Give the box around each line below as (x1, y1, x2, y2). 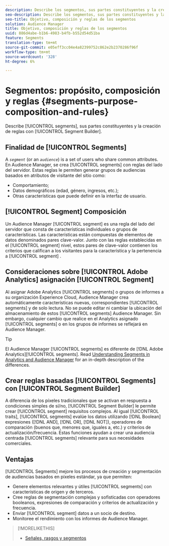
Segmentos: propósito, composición (5, 85, 161, 96)
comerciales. (5, 440, 32, 446)
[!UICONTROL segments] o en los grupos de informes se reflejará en (5, 321, 148, 327)
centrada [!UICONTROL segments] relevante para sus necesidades (5, 435, 144, 441)
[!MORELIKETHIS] (17, 525, 55, 531)
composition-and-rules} (5, 106, 109, 118)
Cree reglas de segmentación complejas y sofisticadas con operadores (12, 494, 160, 500)
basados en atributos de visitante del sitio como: (5, 172, 106, 178)
